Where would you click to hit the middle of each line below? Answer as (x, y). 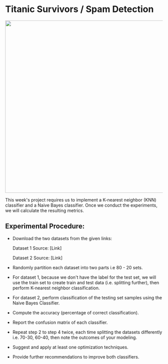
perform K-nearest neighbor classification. (56, 288)
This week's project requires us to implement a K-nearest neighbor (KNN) (81, 200)
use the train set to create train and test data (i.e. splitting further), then (86, 282)
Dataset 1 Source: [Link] (37, 248)
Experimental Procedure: (45, 226)
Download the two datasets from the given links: (62, 238)
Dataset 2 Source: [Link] (37, 258)
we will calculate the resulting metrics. (44, 210)
